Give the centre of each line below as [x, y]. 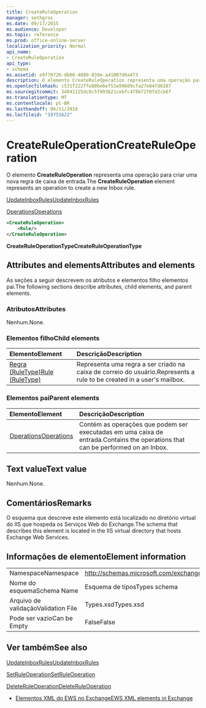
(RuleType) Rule [32, 372]
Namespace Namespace [44, 573]
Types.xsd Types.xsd [114, 604]
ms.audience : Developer [37, 29]
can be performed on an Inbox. [124, 447]
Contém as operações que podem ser [133, 424]
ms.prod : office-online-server [46, 40]
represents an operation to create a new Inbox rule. [71, 188]
